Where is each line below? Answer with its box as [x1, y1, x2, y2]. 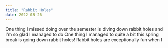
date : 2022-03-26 [5, 12, 42, 17]
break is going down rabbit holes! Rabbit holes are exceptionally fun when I [5, 36, 162, 43]
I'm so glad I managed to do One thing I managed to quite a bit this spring [5, 31, 159, 37]
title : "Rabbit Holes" [5, 7, 53, 13]
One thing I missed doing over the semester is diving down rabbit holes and [5, 26, 163, 32]
